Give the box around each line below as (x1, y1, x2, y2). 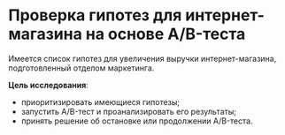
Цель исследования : (8, 79, 89, 90)
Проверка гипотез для (8, 5, 182, 26)
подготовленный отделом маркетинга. (8, 63, 155, 73)
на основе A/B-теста (85, 24, 246, 44)
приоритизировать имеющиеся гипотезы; (20, 96, 181, 107)
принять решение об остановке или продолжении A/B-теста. (20, 116, 253, 126)
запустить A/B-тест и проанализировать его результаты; (20, 106, 236, 116)
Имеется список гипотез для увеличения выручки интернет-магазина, (8, 53, 277, 64)
